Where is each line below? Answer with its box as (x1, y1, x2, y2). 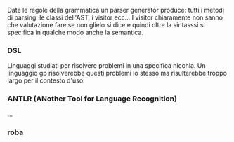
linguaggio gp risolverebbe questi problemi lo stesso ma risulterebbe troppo (7, 69, 227, 78)
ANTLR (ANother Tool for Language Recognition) (7, 94, 178, 104)
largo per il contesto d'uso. (7, 76, 86, 85)
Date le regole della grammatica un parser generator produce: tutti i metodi (7, 6, 225, 14)
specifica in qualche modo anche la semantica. (7, 28, 144, 36)
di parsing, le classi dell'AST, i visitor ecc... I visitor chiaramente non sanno (7, 13, 223, 22)
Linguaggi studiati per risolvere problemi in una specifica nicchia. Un (7, 62, 206, 70)
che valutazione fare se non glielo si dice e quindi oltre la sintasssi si (7, 21, 205, 29)
